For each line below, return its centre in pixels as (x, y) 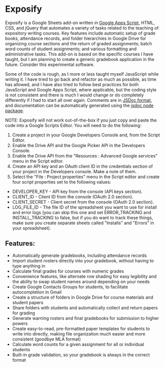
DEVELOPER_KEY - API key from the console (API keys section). (77, 191)
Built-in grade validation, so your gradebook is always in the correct (81, 355)
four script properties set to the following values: (62, 182)
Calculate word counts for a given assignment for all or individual (78, 344)
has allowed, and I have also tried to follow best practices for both (72, 84)
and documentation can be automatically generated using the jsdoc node (79, 105)
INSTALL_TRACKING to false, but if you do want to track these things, (83, 217)
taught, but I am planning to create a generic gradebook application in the (80, 59)
